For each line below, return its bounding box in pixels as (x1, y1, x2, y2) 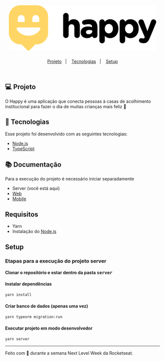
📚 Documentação (5, 160, 61, 169)
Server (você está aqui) (12, 185, 60, 191)
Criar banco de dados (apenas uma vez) (5, 303, 88, 309)
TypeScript (12, 146, 35, 151)
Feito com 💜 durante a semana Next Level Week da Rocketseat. (5, 350, 134, 356)
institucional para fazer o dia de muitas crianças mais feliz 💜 (5, 103, 127, 109)
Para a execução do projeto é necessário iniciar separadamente (5, 176, 134, 182)
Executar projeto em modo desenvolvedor (5, 325, 93, 331)
